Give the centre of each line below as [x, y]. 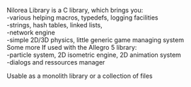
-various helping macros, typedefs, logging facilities [82, 18]
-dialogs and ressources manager [56, 62]
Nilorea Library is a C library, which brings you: [75, 10]
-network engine [31, 32]
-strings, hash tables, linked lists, [55, 25]
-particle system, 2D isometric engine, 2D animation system [94, 55]
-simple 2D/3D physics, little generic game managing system [95, 40]
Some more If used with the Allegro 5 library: [72, 47]
